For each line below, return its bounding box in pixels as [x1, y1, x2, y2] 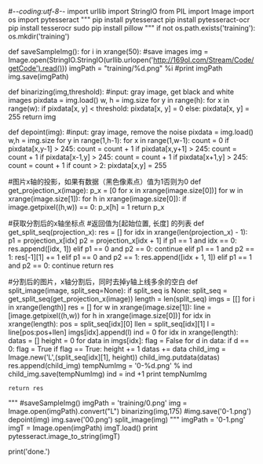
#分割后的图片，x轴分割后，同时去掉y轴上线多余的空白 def [8, 277, 199, 286]
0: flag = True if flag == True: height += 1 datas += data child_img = [8, 345, 226, 353]
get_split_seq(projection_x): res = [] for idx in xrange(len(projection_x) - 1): [8, 228, 248, 236]
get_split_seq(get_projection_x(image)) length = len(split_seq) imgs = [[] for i [8, 294, 255, 303]
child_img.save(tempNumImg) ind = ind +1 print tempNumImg [8, 369, 207, 378]
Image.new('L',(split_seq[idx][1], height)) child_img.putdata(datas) [8, 353, 220, 362]
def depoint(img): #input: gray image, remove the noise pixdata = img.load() [8, 127, 254, 137]
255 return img [8, 112, 57, 121]
